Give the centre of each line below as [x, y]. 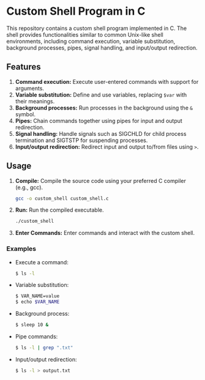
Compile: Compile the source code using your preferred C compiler [101, 181]
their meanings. [35, 101]
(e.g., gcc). [29, 187]
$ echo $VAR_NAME [37, 302]
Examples [21, 249]
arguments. [30, 88]
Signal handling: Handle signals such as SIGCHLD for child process [101, 133]
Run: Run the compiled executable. [59, 210]
